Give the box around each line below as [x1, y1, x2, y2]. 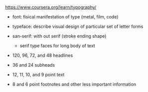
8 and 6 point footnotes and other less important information [12, 82, 137, 87]
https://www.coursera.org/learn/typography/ [5, 4, 97, 10]
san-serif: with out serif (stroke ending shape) [12, 33, 107, 39]
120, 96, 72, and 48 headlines [12, 52, 73, 58]
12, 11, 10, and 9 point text [12, 72, 65, 78]
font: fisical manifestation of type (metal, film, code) [12, 14, 119, 19]
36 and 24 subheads [12, 62, 55, 68]
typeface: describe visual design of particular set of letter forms [12, 23, 144, 29]
